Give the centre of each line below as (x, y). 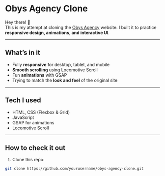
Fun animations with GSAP (40, 75)
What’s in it (23, 53)
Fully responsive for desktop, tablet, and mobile (61, 64)
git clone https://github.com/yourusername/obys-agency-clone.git (74, 169)
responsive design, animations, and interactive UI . (57, 32)
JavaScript (23, 117)
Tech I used (23, 101)
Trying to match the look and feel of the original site (65, 80)
